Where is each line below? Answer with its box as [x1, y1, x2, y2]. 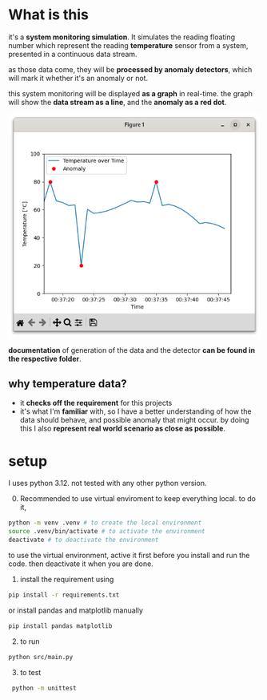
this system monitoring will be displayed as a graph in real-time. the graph [8, 88, 253, 98]
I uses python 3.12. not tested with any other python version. [8, 479, 207, 488]
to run [19, 636, 40, 646]
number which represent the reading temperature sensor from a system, [8, 40, 249, 50]
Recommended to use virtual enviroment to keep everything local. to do [19, 494, 256, 504]
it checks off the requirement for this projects [19, 399, 173, 408]
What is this [8, 6, 90, 24]
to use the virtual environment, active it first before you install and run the [8, 550, 250, 560]
